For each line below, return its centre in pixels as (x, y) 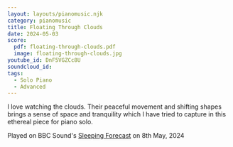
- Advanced (30, 87)
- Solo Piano (33, 80)
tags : (15, 73)
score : (17, 40)
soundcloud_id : (30, 67)
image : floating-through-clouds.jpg (68, 54)
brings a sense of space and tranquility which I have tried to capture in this (116, 114)
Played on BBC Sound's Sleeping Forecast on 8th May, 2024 (96, 136)
